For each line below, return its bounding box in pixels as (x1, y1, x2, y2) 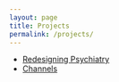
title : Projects (9, 21, 70, 30)
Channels (21, 63, 58, 74)
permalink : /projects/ (9, 29, 94, 38)
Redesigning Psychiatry (21, 54, 110, 65)
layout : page (9, 12, 58, 22)
